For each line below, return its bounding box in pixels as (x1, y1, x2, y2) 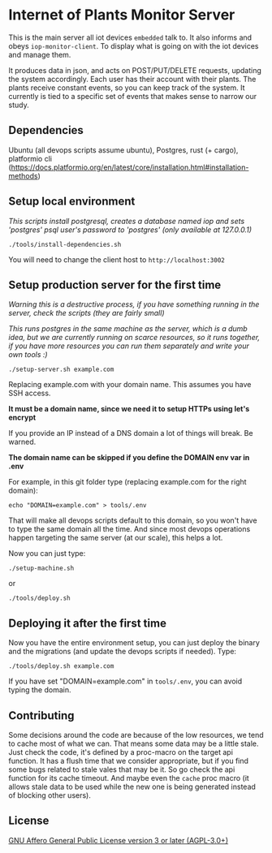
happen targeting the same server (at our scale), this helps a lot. (8, 533, 223, 543)
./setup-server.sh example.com (8, 365, 114, 374)
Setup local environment (8, 195, 136, 209)
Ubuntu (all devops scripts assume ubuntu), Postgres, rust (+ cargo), (8, 144, 239, 155)
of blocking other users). (8, 791, 91, 800)
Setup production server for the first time (8, 278, 222, 291)
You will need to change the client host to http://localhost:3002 (8, 254, 225, 265)
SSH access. (8, 388, 51, 398)
